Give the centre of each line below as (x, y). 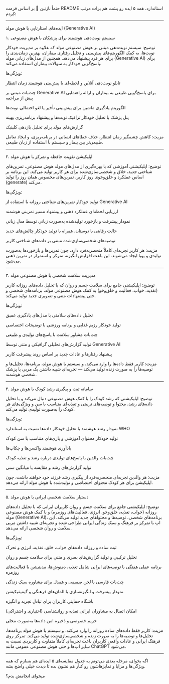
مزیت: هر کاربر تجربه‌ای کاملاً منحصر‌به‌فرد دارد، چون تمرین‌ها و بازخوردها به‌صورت (81, 250)
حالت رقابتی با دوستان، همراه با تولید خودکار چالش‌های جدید (61, 231)
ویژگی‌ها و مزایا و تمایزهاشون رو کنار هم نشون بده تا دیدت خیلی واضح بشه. (76, 666)
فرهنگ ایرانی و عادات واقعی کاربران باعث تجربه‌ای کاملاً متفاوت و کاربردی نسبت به (83, 641)
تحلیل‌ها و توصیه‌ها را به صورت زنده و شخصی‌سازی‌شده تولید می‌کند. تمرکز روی (79, 636)
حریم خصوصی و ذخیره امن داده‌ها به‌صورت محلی (51, 621)
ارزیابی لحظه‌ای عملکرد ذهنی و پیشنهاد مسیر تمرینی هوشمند (62, 211)
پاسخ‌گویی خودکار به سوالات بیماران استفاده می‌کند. (54, 63)
